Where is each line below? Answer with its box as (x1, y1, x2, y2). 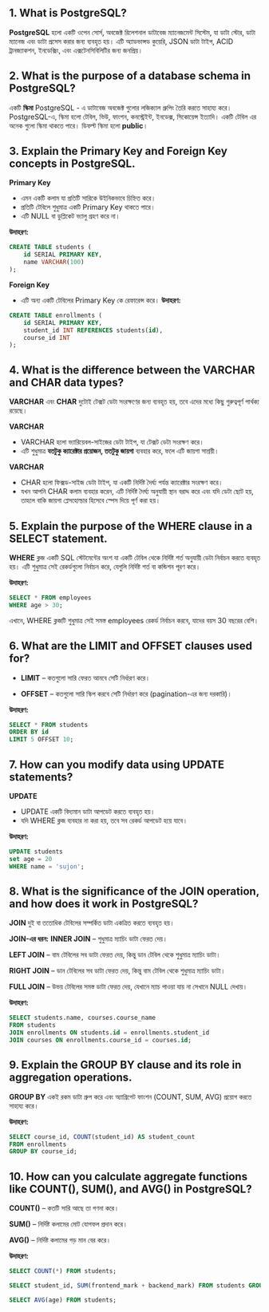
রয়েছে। (9, 406, 28, 416)
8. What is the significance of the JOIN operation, (9, 884, 260, 898)
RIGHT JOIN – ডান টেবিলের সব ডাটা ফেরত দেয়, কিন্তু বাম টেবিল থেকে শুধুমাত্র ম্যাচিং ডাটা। (9, 966, 226, 976)
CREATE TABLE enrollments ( (9, 311, 103, 319)
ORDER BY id (9, 728, 49, 737)
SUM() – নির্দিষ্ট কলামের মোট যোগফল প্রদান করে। (9, 1219, 129, 1229)
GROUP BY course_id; (9, 1148, 78, 1156)
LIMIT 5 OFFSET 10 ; (9, 736, 74, 744)
